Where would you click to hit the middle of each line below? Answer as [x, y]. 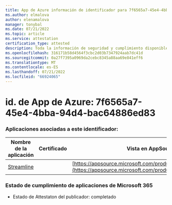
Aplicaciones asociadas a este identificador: [62, 129]
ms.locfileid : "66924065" [33, 77]
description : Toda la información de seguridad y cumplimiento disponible [87, 48]
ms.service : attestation [32, 39]
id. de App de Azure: [50, 102]
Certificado [53, 149]
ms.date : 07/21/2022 [27, 29]
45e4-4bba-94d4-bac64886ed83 [80, 113]
